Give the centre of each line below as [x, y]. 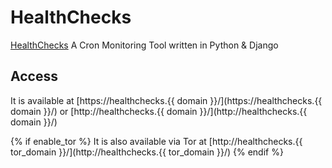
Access [34, 76]
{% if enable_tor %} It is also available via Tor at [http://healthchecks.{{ [156, 141]
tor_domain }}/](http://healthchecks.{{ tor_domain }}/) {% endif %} [147, 152]
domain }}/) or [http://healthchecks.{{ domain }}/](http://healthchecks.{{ [159, 111]
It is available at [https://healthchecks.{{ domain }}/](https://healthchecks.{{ [166, 100]
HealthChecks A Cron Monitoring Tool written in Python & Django [144, 45]
